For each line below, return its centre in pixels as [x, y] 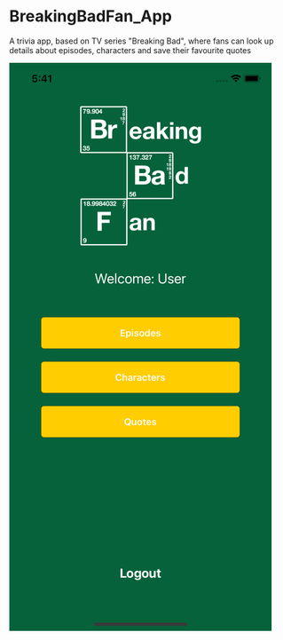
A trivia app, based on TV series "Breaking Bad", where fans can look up [141, 41]
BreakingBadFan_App [91, 16]
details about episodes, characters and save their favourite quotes [130, 50]
